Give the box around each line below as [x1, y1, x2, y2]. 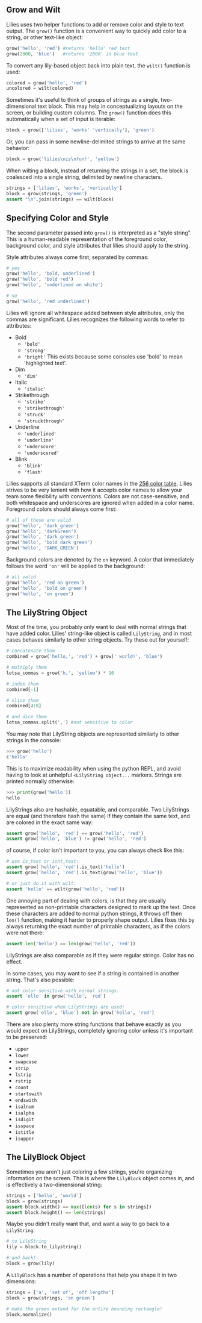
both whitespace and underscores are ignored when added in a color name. [6, 499, 194, 506]
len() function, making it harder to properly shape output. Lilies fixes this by [6, 916, 195, 924]
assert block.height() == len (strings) [6, 1209, 106, 1216]
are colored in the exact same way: [6, 819, 93, 826]
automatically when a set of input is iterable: [6, 116, 116, 123]
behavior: [6, 145, 30, 152]
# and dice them [6, 714, 47, 720]
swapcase [14, 1059, 37, 1065]
